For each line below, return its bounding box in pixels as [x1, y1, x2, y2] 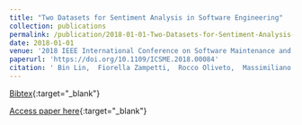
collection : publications [9, 22, 106, 31]
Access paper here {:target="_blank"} [9, 105, 147, 116]
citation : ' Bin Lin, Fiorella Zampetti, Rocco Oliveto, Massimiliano [9, 64, 292, 73]
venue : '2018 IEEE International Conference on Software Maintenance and [9, 47, 292, 56]
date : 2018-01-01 [9, 38, 75, 48]
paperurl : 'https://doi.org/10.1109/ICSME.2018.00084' [9, 55, 219, 64]
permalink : [9, 30, 50, 39]
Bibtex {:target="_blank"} [9, 87, 101, 99]
